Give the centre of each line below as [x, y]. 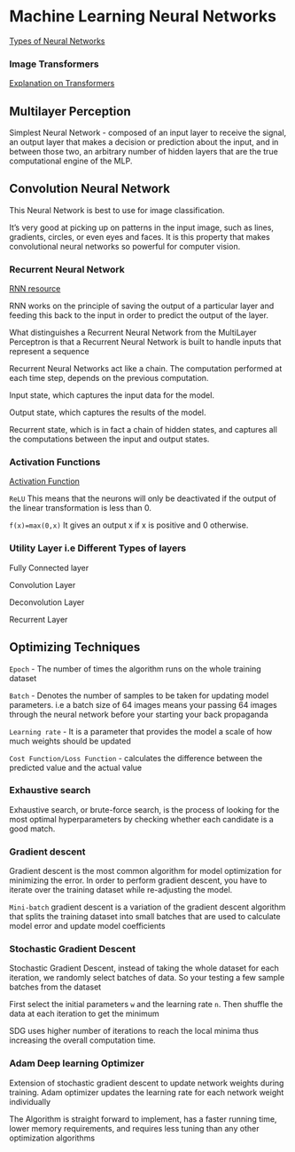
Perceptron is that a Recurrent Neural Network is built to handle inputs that [145, 342]
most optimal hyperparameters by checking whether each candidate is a [142, 819]
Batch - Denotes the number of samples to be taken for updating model [139, 695]
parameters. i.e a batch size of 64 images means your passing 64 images [143, 704]
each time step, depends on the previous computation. [109, 378]
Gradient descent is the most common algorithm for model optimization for [145, 871]
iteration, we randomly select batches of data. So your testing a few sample [147, 978]
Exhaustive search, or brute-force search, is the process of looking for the [144, 809]
